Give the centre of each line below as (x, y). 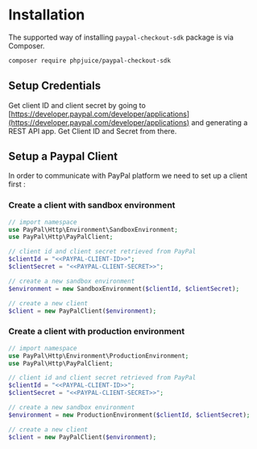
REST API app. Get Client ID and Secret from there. (93, 131)
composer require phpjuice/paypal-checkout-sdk (90, 61)
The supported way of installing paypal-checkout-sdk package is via (121, 37)
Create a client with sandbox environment (92, 205)
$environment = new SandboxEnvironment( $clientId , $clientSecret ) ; (124, 288)
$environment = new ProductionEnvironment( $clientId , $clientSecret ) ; (129, 415)
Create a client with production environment (97, 331)
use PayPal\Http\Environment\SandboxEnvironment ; (93, 229)
